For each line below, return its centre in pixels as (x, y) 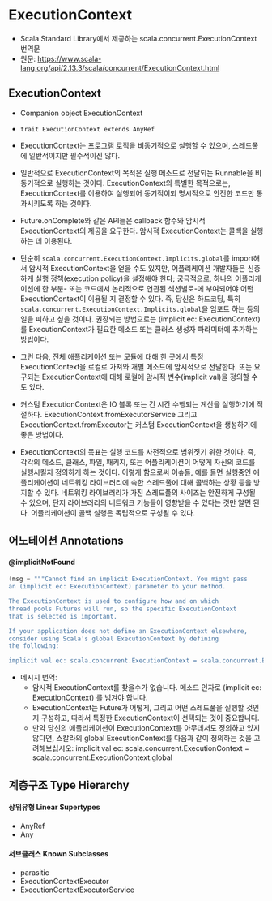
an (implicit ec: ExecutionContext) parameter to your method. (117, 587)
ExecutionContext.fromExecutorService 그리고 (121, 414)
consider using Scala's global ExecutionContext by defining (114, 639)
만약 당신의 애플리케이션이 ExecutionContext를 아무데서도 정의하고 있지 (146, 728)
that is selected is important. (63, 616)
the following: (34, 646)
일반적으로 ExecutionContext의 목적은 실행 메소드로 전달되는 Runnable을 (136, 173)
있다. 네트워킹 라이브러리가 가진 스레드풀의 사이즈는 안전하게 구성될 (150, 492)
